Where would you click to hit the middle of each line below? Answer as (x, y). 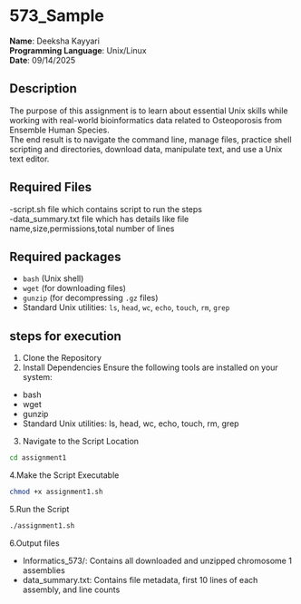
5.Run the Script (39, 509)
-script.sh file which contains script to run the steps (106, 209)
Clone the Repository (62, 358)
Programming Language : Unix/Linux (78, 50)
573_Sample (57, 16)
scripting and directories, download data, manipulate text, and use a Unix (146, 149)
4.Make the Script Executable (64, 475)
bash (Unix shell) (53, 278)
